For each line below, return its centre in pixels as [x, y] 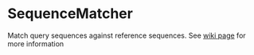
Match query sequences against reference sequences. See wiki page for [127, 35]
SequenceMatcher [70, 14]
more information [36, 43]
